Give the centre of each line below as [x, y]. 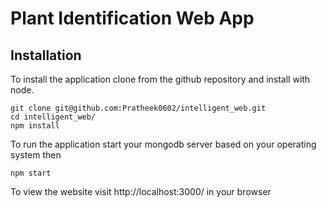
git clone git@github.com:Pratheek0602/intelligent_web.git [138, 108]
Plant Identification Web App [132, 18]
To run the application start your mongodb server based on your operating [163, 144]
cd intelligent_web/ [53, 117]
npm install [35, 126]
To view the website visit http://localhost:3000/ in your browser [141, 191]
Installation [46, 55]
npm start [31, 173]
